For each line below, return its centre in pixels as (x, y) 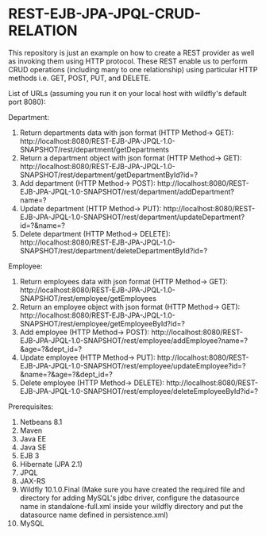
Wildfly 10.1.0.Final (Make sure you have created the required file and (132, 489)
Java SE (33, 447)
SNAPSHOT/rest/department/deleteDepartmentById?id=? (114, 250)
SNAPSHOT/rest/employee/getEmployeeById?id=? (102, 323)
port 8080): (27, 102)
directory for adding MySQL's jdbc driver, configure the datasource (129, 498)
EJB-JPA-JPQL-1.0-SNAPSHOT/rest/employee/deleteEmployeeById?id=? (139, 391)
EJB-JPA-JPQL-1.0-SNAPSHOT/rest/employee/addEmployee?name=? (134, 340)
